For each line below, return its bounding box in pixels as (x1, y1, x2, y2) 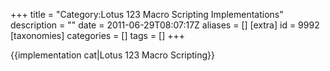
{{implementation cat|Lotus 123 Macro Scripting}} (10, 49, 216, 61)
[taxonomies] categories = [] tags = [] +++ (10, 30, 186, 41)
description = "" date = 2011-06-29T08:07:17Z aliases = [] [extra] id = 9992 (10, 19, 320, 31)
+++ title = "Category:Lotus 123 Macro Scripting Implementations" (10, 9, 284, 20)
